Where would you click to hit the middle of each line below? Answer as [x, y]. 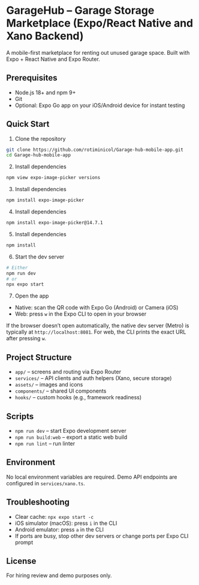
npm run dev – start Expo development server [71, 430]
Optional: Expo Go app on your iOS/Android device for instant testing [100, 105]
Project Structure [39, 357]
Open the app [32, 296]
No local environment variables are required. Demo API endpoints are [92, 477]
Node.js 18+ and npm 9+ [45, 92]
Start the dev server [40, 257]
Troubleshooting [38, 502]
